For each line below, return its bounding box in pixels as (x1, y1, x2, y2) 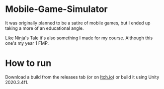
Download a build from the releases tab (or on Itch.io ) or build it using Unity (5, 74, 160, 80)
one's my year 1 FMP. (5, 40, 49, 46)
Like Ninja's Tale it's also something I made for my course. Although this (5, 35, 153, 41)
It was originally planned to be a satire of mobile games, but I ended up (5, 20, 151, 26)
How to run (5, 58, 52, 69)
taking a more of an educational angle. (5, 25, 84, 31)
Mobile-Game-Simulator (5, 3, 108, 15)
